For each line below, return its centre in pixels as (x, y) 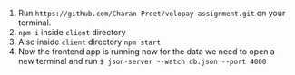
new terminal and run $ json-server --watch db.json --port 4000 (142, 61)
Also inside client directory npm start (89, 42)
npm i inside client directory (72, 32)
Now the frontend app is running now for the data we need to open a (146, 52)
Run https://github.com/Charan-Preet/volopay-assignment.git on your (152, 13)
